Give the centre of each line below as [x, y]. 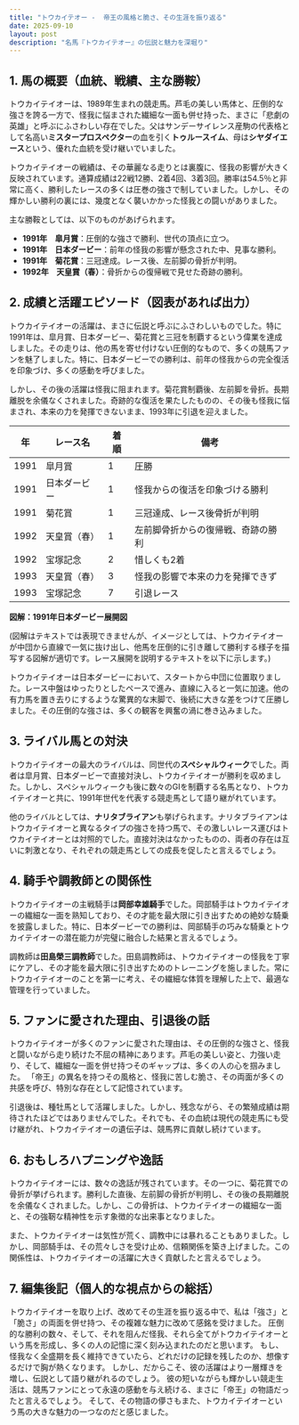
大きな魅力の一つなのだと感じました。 [103, 1412]
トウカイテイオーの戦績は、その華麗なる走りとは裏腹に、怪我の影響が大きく [149, 167]
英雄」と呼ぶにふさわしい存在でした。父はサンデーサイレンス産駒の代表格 [145, 126]
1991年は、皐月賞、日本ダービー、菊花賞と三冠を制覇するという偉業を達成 [146, 337]
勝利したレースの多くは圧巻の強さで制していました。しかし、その [168, 190]
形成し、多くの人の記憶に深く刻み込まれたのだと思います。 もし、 [162, 1345]
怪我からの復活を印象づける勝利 [202, 489]
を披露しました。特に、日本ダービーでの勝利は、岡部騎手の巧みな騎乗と [141, 926]
